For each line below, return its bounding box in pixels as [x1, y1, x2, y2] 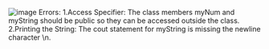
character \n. [8, 32, 51, 42]
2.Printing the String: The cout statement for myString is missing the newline [8, 24, 261, 33]
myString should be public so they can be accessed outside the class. [8, 16, 240, 25]
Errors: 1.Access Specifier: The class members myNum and [39, 8, 235, 17]
